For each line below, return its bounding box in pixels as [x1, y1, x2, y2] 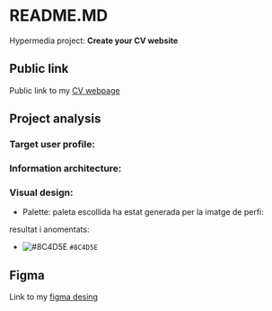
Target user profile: [9, 138, 96, 151]
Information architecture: [9, 162, 122, 174]
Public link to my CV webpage [9, 84, 120, 95]
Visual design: [9, 186, 74, 199]
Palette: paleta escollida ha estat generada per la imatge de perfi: [22, 207, 264, 218]
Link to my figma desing [9, 291, 99, 302]
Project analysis [9, 111, 101, 127]
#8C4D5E [69, 244, 99, 253]
